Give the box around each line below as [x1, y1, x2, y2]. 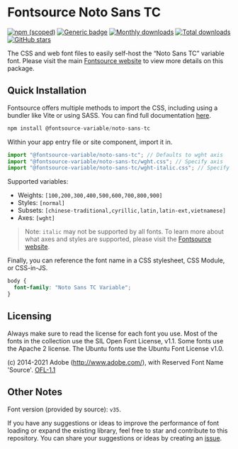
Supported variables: [7, 177, 69, 186]
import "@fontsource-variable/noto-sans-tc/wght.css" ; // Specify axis [7, 157, 223, 165]
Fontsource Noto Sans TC [7, 4, 161, 21]
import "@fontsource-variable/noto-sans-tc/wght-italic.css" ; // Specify [7, 165, 230, 172]
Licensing [7, 310, 52, 323]
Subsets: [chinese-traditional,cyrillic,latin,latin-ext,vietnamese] [17, 206, 227, 215]
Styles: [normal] [17, 199, 65, 207]
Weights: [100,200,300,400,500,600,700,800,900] [17, 191, 163, 199]
